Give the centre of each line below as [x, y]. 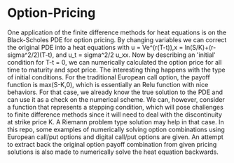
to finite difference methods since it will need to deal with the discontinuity [115, 115]
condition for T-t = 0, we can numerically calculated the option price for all [115, 62]
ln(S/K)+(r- [200, 47]
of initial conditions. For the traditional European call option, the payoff [109, 77]
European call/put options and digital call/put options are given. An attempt [116, 137]
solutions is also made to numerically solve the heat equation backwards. [113, 152]
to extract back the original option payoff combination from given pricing [112, 144]
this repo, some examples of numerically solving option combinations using [116, 129]
